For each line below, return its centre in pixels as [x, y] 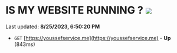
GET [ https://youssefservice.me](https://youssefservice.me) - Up [92, 38]
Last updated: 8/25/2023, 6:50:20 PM [53, 26]
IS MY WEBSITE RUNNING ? [75, 10]
